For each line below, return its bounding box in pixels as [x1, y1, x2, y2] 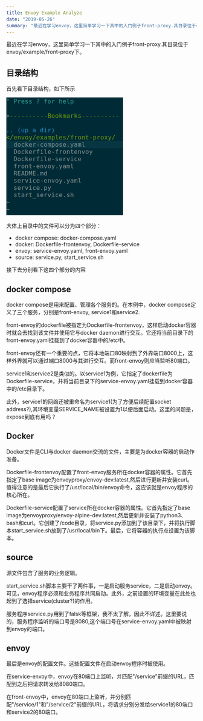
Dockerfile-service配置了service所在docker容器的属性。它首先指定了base [6, 504, 190, 511]
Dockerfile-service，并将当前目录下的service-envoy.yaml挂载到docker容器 [6, 378, 193, 384]
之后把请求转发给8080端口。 [16, 680, 89, 688]
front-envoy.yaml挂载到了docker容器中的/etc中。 [6, 337, 129, 344]
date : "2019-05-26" [6, 16, 56, 22]
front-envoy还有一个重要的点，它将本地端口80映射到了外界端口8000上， [6, 349, 188, 357]
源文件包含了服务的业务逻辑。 [6, 569, 80, 576]
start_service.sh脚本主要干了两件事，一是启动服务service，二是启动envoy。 [6, 582, 196, 589]
